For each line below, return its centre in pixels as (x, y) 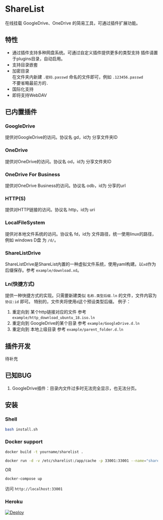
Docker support (24, 442)
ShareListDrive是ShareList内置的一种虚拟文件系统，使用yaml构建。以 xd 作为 (81, 264)
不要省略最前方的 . (30, 83)
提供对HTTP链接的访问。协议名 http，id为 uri (50, 210)
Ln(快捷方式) (20, 284)
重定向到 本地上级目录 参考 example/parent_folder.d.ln (68, 329)
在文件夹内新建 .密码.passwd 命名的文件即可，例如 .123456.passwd (77, 77)
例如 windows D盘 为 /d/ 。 (32, 240)
